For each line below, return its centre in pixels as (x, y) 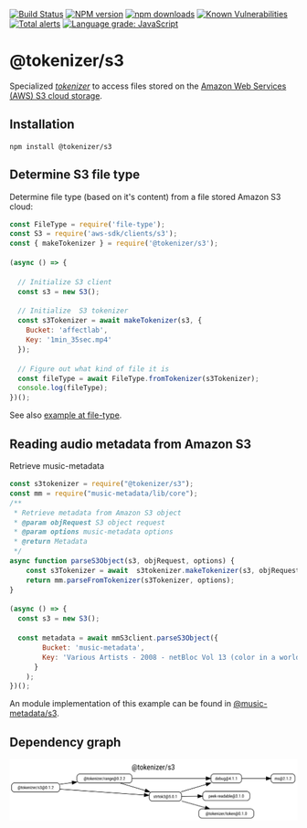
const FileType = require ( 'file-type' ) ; (88, 224)
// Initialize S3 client (65, 282)
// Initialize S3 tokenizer (73, 311)
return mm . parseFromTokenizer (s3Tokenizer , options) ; (130, 580)
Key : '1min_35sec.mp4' (69, 340)
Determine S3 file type (75, 175)
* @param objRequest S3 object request (90, 522)
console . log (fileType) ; (63, 388)
